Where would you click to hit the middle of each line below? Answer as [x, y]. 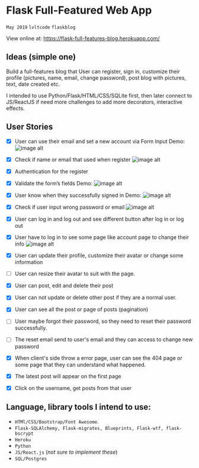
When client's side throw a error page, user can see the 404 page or [98, 358]
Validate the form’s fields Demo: [54, 183]
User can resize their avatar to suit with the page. [75, 274]
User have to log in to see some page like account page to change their [102, 237]
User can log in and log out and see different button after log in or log [99, 219]
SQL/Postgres [31, 458]
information [29, 262]
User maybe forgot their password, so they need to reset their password [103, 321]
